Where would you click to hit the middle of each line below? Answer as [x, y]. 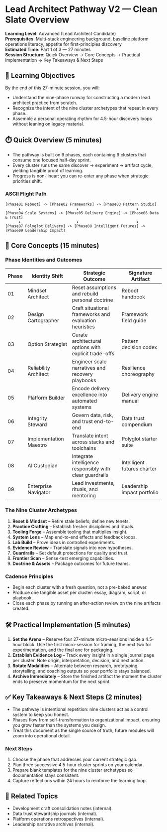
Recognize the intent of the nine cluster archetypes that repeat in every [85, 108]
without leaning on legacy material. [48, 124]
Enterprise [40, 486]
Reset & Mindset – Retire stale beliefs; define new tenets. [71, 521]
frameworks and [91, 314]
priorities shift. [27, 181]
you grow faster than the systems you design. [59, 725]
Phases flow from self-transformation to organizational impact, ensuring [86, 720]
